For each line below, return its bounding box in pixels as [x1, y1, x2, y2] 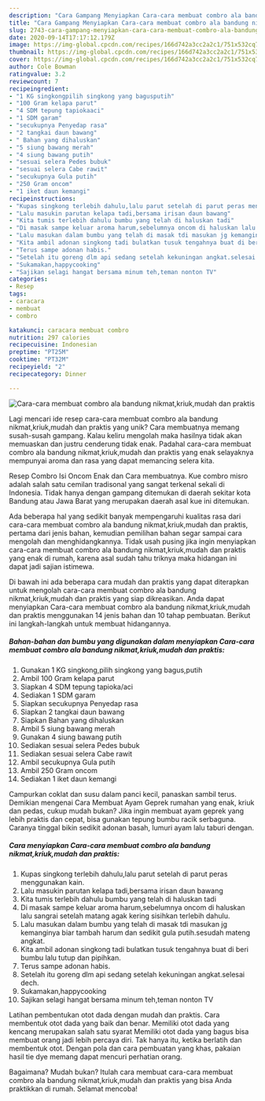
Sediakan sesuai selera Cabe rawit [20, 749, 133, 758]
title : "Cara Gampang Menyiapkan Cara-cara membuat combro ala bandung [9, 19, 248, 27]
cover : [9, 56, 31, 64]
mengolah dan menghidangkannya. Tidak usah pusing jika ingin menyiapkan [9, 537, 256, 546]
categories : [9, 275, 48, 284]
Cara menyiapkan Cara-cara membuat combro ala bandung [9, 841, 211, 850]
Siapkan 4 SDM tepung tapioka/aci [20, 682, 133, 691]
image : [9, 41, 31, 49]
